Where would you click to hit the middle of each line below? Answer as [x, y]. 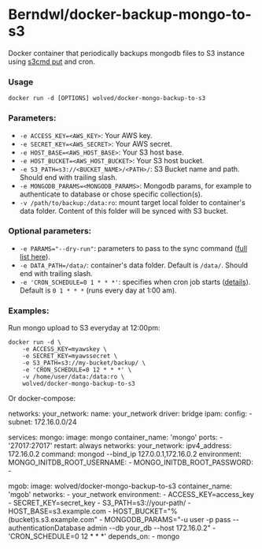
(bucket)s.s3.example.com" [53, 520]
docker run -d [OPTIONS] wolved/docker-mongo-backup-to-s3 [107, 99]
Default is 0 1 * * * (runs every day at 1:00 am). [98, 290]
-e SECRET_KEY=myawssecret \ [70, 357]
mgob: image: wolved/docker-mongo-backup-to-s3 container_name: [120, 486]
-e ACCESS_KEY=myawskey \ [65, 349]
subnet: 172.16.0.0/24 [42, 422]
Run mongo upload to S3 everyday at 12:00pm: [84, 328]
